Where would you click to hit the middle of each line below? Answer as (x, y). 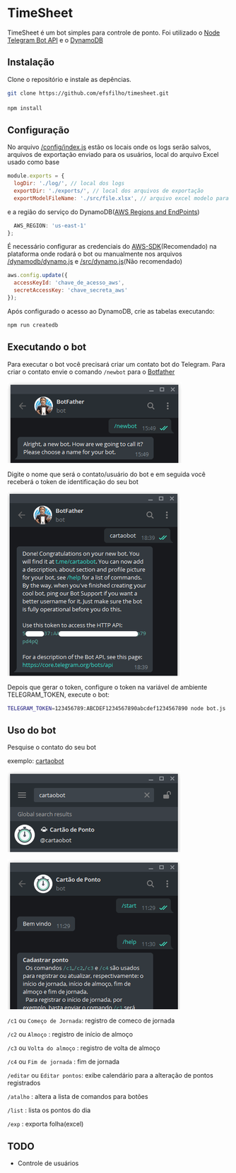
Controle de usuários (48, 1163)
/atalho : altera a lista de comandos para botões (78, 1097)
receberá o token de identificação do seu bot (73, 481)
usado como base (34, 162)
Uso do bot (32, 730)
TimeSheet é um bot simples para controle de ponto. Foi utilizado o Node (114, 33)
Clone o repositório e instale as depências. (70, 79)
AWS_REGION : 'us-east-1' (50, 225)
